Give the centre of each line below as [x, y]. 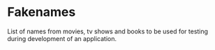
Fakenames [42, 12]
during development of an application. [62, 38]
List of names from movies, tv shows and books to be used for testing [107, 31]
